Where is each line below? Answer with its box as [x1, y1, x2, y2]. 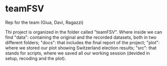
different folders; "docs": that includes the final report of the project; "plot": [5, 39, 160, 45]
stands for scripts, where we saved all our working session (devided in [5, 50, 150, 56]
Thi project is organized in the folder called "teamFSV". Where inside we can [5, 29, 163, 35]
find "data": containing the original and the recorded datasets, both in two [5, 34, 157, 40]
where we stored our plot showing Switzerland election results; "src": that [5, 45, 157, 51]
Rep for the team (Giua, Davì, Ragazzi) [5, 19, 84, 25]
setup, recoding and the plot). [5, 55, 66, 61]
